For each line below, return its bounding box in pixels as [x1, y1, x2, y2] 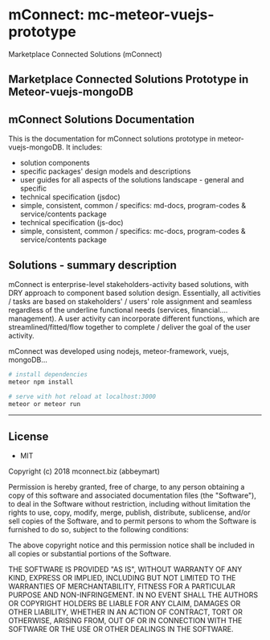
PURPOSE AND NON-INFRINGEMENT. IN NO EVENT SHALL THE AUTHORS [8, 590, 259, 600]
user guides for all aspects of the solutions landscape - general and [19, 175, 244, 185]
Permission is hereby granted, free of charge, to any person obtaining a [8, 482, 245, 492]
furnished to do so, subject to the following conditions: [8, 525, 189, 535]
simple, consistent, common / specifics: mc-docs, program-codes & [19, 227, 247, 236]
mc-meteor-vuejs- [87, 6, 215, 24]
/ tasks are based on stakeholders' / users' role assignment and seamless [8, 296, 252, 306]
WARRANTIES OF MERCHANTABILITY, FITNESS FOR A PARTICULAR [8, 581, 235, 592]
